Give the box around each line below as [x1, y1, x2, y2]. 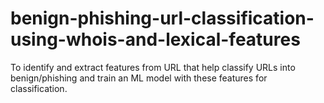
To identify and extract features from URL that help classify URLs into [10, 61, 296, 73]
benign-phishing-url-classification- [10, 7, 315, 30]
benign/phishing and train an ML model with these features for [10, 72, 268, 84]
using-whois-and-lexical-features [10, 28, 301, 51]
